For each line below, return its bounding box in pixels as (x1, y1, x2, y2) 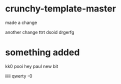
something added (5, 47, 80, 58)
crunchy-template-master (5, 3, 116, 14)
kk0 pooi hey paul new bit (5, 63, 58, 69)
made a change (5, 19, 37, 25)
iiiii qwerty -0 (5, 73, 32, 79)
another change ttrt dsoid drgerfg (5, 29, 74, 35)
